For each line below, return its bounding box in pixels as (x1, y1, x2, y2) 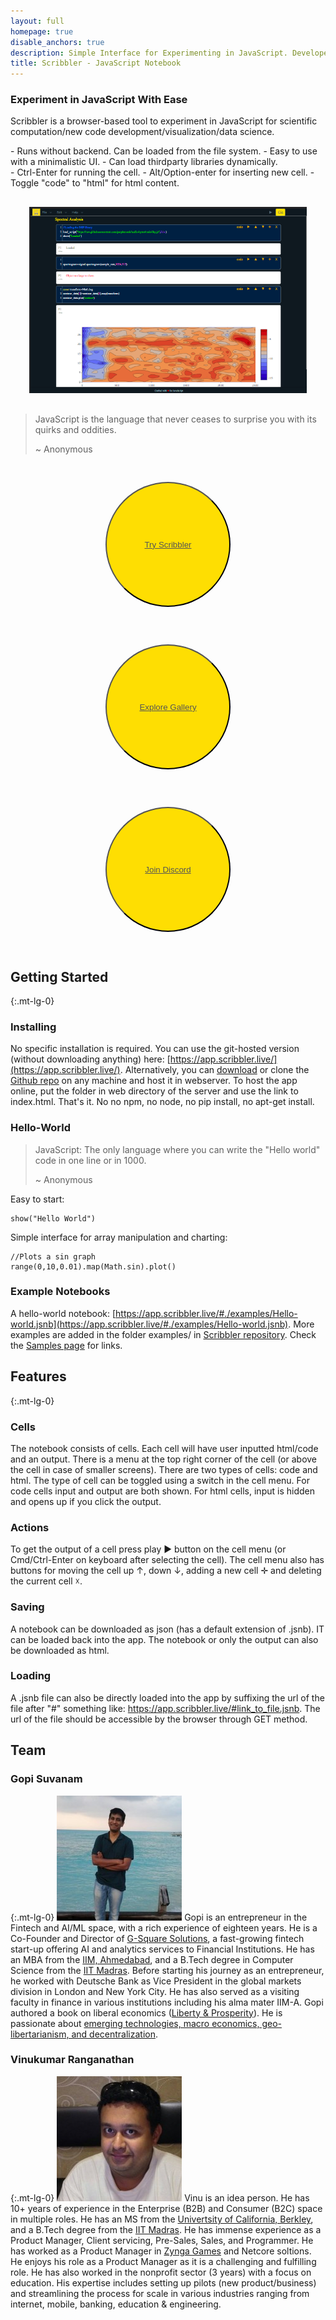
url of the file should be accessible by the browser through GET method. (10, 1713, 308, 1725)
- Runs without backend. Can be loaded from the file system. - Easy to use (10, 145, 318, 157)
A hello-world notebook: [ (10, 1307, 117, 1319)
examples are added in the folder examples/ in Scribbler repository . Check (10, 1328, 317, 1340)
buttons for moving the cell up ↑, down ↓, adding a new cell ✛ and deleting (10, 1565, 322, 1577)
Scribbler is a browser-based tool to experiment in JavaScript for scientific (10, 115, 318, 127)
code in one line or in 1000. (34, 1154, 147, 1166)
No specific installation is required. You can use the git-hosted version (10, 1043, 300, 1055)
